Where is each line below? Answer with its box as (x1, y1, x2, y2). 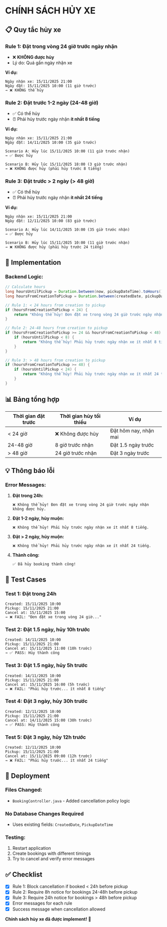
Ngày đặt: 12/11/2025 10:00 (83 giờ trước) (5, 219, 97, 224)
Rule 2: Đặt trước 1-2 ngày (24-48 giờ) (5, 99, 98, 106)
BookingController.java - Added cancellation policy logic (12, 798, 130, 804)
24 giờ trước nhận (55, 450, 97, 457)
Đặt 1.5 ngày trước (110, 441, 154, 448)
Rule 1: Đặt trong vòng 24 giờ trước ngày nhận (5, 43, 118, 50)
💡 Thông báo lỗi (5, 466, 55, 475)
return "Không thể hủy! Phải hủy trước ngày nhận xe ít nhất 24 (23, 371, 159, 377)
